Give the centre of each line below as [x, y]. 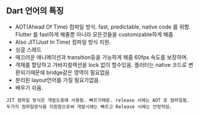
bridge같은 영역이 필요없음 [78, 72]
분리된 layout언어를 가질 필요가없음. [58, 80]
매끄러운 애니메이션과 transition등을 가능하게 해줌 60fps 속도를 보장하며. [102, 57]
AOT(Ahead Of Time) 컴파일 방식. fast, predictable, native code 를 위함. [103, 27]
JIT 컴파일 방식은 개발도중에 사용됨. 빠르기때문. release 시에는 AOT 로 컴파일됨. [98, 100]
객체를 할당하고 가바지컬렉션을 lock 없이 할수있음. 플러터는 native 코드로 [101, 64]
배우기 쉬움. [29, 88]
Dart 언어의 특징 [35, 11]
